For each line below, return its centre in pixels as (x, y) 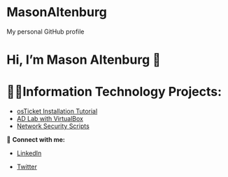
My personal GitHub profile (45, 31)
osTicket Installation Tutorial (57, 111)
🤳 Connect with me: (36, 140)
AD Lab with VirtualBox (50, 119)
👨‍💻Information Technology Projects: (114, 92)
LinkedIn (29, 153)
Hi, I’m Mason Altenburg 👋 (84, 60)
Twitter (27, 167)
